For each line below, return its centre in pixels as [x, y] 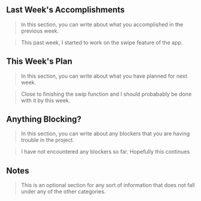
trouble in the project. [47, 140]
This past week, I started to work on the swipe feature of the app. [102, 42]
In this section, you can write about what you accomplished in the [102, 24]
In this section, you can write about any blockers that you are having [105, 134]
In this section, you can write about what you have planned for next [104, 76]
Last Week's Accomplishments [65, 10]
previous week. [40, 31]
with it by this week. [46, 100]
